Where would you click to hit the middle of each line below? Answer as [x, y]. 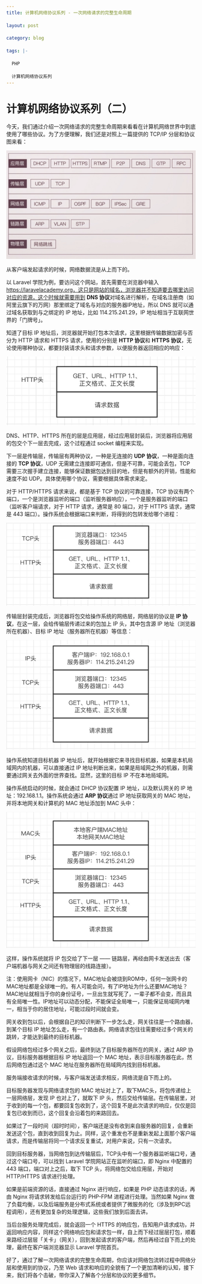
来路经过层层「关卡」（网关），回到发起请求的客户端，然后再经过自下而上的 [98, 1239]
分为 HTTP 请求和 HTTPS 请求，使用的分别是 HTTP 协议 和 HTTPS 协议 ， [96, 340]
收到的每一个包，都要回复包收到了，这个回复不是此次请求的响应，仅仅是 [101, 1105]
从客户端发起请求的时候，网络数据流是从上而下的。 [69, 269]
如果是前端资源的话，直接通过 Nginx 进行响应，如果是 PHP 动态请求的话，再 [101, 1189]
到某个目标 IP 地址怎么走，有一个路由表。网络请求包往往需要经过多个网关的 [100, 1029]
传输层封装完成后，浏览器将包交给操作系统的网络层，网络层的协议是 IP [94, 616]
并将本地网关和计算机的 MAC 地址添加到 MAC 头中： [71, 803]
